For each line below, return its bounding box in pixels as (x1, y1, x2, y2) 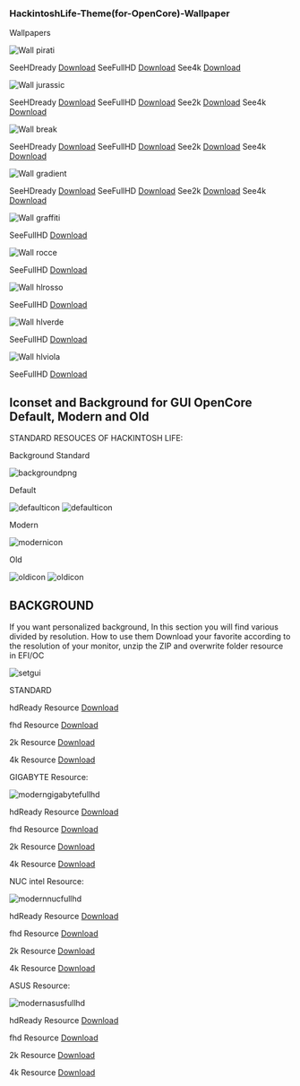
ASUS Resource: (9, 980, 71, 991)
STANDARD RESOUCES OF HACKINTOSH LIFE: (9, 433, 184, 444)
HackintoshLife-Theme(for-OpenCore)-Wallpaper (9, 7, 230, 20)
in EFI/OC (9, 649, 45, 661)
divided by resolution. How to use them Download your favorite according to (9, 630, 291, 641)
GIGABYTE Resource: (9, 771, 89, 782)
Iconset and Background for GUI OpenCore (9, 395, 253, 410)
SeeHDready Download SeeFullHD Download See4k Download (9, 62, 241, 74)
